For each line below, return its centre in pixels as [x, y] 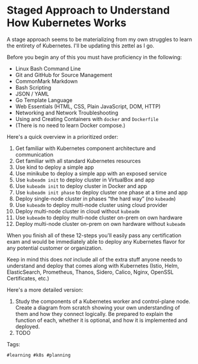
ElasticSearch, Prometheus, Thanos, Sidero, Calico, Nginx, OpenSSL [90, 272]
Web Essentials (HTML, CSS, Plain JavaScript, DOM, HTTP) [88, 106]
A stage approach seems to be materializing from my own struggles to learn [99, 39]
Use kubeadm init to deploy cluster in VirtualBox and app [85, 180]
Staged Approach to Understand [88, 10]
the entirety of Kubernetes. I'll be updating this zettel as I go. [81, 46]
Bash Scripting [33, 87]
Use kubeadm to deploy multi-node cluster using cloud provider [91, 205]
